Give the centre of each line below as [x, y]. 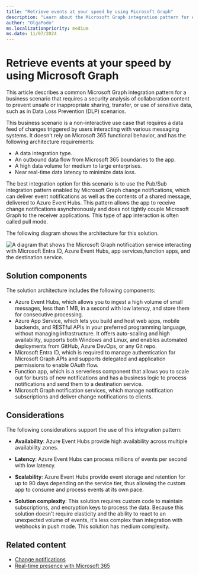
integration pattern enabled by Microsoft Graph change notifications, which [98, 190]
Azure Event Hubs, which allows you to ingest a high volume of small [99, 301]
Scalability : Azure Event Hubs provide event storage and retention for [100, 477]
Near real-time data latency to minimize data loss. [75, 172]
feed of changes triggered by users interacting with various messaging [93, 129]
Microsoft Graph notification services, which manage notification [94, 390]
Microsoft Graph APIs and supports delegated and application [90, 359]
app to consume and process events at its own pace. [79, 489]
